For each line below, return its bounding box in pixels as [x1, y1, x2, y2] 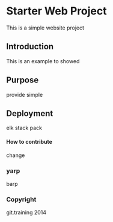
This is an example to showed [6, 57, 80, 64]
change [6, 152, 25, 159]
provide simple [6, 91, 43, 98]
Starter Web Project [6, 4, 107, 18]
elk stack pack [6, 125, 42, 132]
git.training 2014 [6, 209, 47, 216]
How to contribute [6, 138, 53, 145]
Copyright [6, 195, 37, 203]
